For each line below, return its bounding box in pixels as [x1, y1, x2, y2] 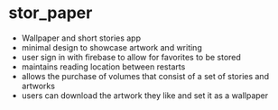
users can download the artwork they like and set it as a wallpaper [21, 89, 269, 101]
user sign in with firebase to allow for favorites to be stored [21, 51, 241, 62]
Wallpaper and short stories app [21, 32, 142, 43]
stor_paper [8, 3, 93, 23]
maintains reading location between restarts [21, 61, 186, 72]
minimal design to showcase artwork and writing [21, 41, 202, 52]
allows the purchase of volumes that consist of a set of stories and [21, 70, 270, 81]
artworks [21, 80, 56, 91]
